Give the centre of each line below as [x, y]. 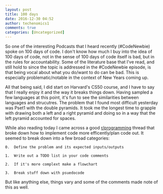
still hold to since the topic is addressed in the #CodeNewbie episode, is [78, 67]
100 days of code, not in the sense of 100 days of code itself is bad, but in [80, 57]
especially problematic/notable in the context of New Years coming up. [77, 77]
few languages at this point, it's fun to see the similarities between [72, 97]
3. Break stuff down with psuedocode [45, 173]
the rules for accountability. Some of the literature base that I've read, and [80, 62]
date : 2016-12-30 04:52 [29, 19]
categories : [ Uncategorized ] [35, 32]
